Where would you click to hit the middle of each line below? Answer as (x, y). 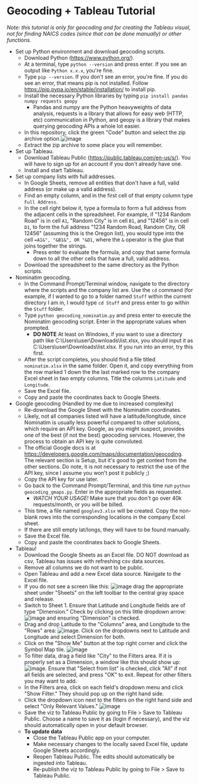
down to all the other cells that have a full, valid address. (102, 258)
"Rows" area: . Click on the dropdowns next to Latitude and (107, 630)
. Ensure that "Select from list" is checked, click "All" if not (116, 668)
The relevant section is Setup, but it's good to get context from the (105, 460)
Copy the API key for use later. (61, 479)
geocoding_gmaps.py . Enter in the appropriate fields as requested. (103, 491)
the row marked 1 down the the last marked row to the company (102, 372)
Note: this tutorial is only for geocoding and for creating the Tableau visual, (99, 27)
